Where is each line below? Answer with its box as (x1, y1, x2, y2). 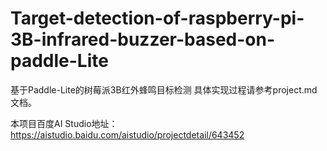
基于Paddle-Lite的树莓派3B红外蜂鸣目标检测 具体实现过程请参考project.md (10, 83, 318, 96)
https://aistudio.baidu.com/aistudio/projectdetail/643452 (10, 128, 245, 141)
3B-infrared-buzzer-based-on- (10, 28, 276, 51)
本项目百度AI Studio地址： (10, 117, 118, 129)
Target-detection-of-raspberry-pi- (10, 7, 305, 30)
